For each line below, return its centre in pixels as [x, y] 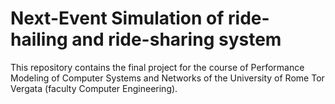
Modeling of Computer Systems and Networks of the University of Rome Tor [167, 78]
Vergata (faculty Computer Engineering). [94, 88]
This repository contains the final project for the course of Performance [157, 67]
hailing [39, 39]
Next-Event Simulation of [117, 18]
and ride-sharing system [176, 39]
